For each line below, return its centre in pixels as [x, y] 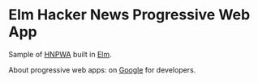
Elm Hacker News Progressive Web [129, 15]
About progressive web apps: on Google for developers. [102, 69]
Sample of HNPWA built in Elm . [60, 54]
